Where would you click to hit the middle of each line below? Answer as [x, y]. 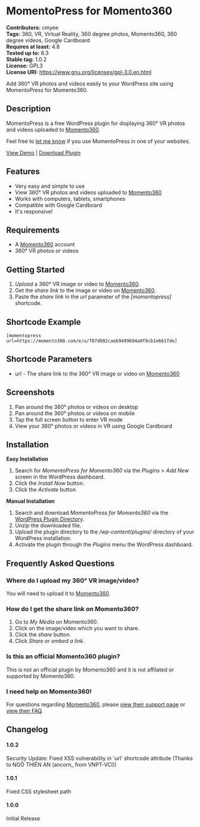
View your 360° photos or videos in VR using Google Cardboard [93, 426]
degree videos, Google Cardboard [48, 40]
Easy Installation [27, 459]
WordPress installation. [43, 538]
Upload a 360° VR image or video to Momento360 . [77, 284]
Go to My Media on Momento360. [56, 622]
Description [28, 109]
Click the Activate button [45, 490]
